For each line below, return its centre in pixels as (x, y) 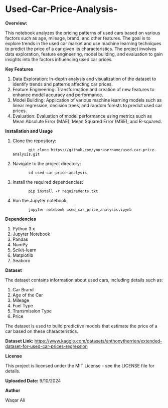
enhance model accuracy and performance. (58, 95)
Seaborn (21, 260)
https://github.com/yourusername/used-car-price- (104, 150)
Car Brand (23, 289)
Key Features (19, 69)
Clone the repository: (34, 141)
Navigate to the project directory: (47, 163)
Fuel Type (23, 305)
